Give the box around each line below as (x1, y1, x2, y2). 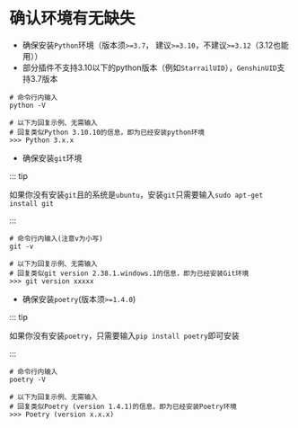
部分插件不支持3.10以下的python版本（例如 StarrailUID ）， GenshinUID (22, 62, 277, 73)
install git (9, 199, 54, 208)
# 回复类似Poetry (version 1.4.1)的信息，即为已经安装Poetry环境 (9, 402, 238, 411)
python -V (9, 101, 47, 110)
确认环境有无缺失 (9, 8, 136, 29)
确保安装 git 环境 (22, 152, 83, 163)
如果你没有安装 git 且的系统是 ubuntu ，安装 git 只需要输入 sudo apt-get (9, 189, 263, 200)
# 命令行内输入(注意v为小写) (9, 234, 103, 243)
